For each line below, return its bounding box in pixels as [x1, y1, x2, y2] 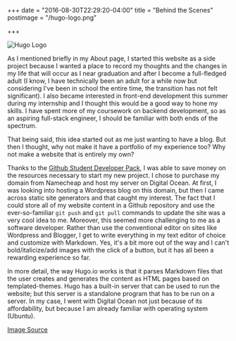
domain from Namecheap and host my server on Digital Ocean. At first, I [7, 179, 217, 187]
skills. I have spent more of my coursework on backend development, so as [7, 107, 227, 115]
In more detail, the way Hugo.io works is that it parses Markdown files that [7, 267, 223, 275]
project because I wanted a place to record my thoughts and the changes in [7, 62, 228, 70]
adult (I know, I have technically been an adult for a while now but [7, 77, 197, 85]
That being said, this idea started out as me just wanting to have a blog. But [7, 135, 226, 143]
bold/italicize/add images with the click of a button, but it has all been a [7, 246, 214, 254]
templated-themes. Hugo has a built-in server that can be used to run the [7, 282, 221, 290]
